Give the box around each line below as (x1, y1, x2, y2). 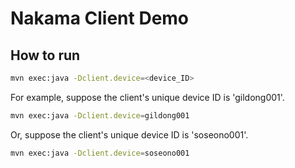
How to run (10, 47, 81, 64)
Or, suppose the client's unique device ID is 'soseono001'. (10, 128, 249, 141)
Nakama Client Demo (10, 7, 190, 30)
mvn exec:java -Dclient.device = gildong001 (10, 110, 190, 121)
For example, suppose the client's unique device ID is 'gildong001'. (10, 91, 285, 103)
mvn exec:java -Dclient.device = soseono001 (10, 148, 190, 158)
